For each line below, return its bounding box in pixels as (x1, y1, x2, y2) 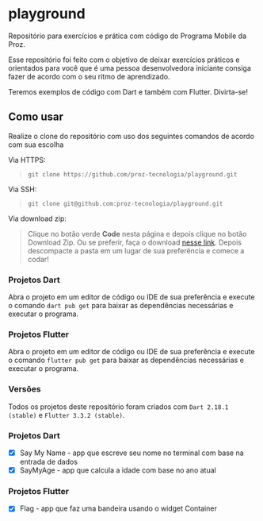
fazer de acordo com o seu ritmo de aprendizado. (8, 71, 170, 81)
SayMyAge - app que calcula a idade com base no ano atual (19, 465, 216, 475)
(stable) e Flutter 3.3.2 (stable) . (8, 410, 125, 419)
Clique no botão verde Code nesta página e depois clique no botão (27, 229, 247, 238)
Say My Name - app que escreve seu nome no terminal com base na (19, 448, 244, 457)
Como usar (8, 110, 64, 124)
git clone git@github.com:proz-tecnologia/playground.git (27, 199, 223, 207)
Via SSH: (8, 184, 37, 194)
